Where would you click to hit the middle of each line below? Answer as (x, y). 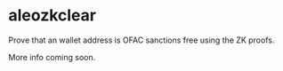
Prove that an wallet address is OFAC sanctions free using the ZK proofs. (141, 40)
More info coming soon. (52, 57)
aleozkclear (53, 16)
